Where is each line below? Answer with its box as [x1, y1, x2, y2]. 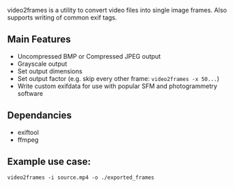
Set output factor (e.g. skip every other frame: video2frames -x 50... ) [17, 74, 220, 82]
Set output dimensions [17, 66, 82, 75]
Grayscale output [17, 59, 68, 68]
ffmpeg [17, 136, 39, 144]
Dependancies [7, 110, 72, 122]
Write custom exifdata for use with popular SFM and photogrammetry [17, 82, 218, 90]
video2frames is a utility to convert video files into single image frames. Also [7, 6, 227, 14]
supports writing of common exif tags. [7, 13, 117, 22]
